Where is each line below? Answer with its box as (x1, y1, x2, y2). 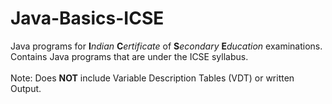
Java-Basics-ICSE (10, 7, 165, 30)
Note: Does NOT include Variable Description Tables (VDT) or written (10, 72, 295, 84)
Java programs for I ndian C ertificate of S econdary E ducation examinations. (10, 40, 323, 52)
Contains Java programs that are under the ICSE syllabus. (10, 50, 249, 62)
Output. (10, 82, 42, 94)
